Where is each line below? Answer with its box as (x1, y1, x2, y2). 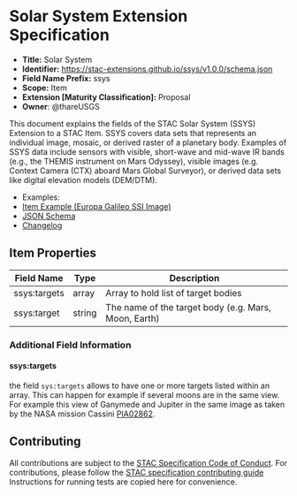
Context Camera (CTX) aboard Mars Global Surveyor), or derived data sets (9, 165, 282, 176)
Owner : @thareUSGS (21, 101, 100, 111)
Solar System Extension (9, 6, 188, 27)
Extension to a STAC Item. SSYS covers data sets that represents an (9, 127, 257, 138)
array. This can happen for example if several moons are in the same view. (9, 389, 280, 400)
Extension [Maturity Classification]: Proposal (21, 91, 191, 103)
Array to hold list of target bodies (105, 286, 242, 299)
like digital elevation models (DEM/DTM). (9, 174, 157, 185)
